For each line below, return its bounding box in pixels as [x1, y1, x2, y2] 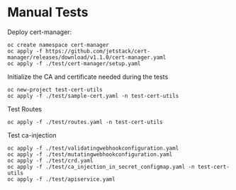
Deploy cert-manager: [7, 28, 72, 36]
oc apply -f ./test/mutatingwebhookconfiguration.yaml [7, 150, 173, 158]
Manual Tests [7, 4, 89, 21]
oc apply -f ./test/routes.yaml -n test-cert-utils [7, 118, 163, 125]
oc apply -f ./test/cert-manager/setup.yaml [7, 60, 141, 67]
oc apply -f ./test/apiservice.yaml [7, 175, 116, 183]
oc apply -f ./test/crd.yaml [7, 157, 94, 164]
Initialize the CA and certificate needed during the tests [7, 72, 169, 81]
